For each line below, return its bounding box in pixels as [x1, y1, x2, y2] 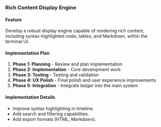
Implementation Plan [5, 50, 50, 56]
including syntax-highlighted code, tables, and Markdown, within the [5, 33, 148, 39]
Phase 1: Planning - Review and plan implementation [12, 61, 123, 67]
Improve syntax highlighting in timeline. [12, 105, 94, 111]
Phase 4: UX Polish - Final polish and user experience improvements [12, 77, 156, 83]
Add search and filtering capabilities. [12, 110, 89, 117]
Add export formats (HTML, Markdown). [12, 116, 96, 122]
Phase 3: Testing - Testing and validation [12, 72, 99, 78]
